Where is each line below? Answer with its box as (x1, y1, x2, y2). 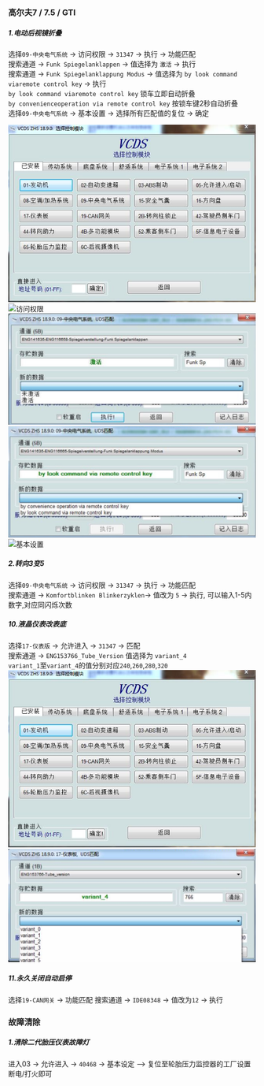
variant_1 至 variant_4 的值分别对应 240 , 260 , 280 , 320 (8, 660, 168, 670)
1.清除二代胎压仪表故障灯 (8, 1038, 90, 1047)
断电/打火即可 (8, 1069, 53, 1078)
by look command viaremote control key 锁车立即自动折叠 (8, 88, 196, 98)
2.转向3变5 (8, 559, 45, 568)
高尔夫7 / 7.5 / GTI (8, 6, 76, 17)
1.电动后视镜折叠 (8, 28, 62, 37)
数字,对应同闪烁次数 (8, 600, 73, 609)
